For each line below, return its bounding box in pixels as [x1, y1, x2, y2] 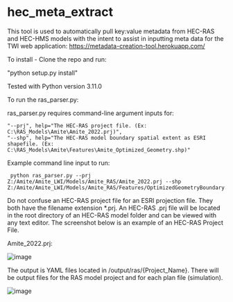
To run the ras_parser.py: [7, 95, 79, 104]
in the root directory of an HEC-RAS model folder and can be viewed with [7, 211, 217, 219]
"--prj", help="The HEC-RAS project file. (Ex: [7, 122, 148, 129]
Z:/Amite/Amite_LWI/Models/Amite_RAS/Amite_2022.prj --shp [7, 178, 182, 185]
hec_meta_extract [7, 4, 114, 20]
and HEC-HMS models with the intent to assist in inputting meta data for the [7, 34, 224, 42]
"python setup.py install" [7, 69, 78, 77]
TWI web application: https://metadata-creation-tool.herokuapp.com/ [7, 42, 206, 50]
